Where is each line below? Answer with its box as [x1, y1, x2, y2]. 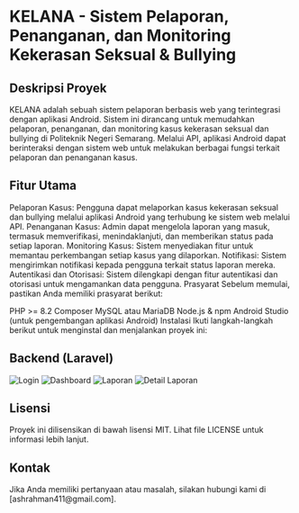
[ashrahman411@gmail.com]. [9, 493, 117, 505]
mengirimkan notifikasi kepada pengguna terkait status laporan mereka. [9, 259, 276, 270]
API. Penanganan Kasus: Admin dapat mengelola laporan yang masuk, [9, 220, 270, 231]
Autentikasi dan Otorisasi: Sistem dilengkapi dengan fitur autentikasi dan [9, 268, 278, 280]
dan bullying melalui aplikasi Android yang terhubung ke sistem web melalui [9, 211, 291, 222]
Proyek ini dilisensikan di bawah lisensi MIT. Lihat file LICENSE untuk [9, 425, 264, 436]
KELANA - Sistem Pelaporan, [9, 6, 230, 27]
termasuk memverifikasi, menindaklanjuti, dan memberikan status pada [9, 230, 274, 241]
